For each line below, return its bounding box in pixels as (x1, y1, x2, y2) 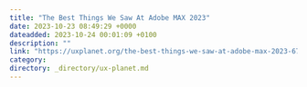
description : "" (9, 38, 71, 48)
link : (9, 47, 30, 56)
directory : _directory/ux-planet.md (9, 64, 149, 73)
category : (9, 55, 48, 64)
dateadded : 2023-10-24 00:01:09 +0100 (9, 30, 157, 39)
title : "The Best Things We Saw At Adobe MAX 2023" (9, 13, 210, 23)
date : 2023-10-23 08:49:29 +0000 (9, 22, 137, 31)
